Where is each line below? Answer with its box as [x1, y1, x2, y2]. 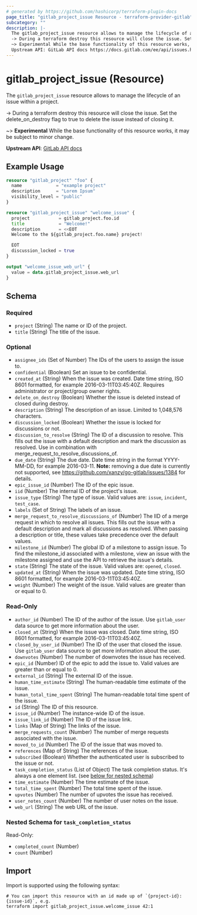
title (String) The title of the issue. [14, 328, 100, 335]
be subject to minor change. [6, 133, 74, 140]
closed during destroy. [14, 400, 69, 407]
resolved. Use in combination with [14, 444, 97, 451]
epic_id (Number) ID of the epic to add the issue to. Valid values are [14, 660, 179, 667]
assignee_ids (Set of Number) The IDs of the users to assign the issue [14, 357, 184, 364]
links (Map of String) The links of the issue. [14, 722, 121, 729]
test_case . [14, 500, 40, 507]
